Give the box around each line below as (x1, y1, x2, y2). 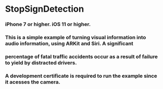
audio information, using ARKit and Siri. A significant (5, 40, 134, 47)
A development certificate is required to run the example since (5, 72, 158, 79)
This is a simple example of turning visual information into (5, 34, 146, 41)
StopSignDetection (5, 3, 84, 15)
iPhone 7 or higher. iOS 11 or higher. (5, 21, 91, 28)
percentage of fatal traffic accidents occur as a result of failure (5, 53, 158, 60)
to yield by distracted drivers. (5, 59, 77, 66)
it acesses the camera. (5, 78, 60, 85)
